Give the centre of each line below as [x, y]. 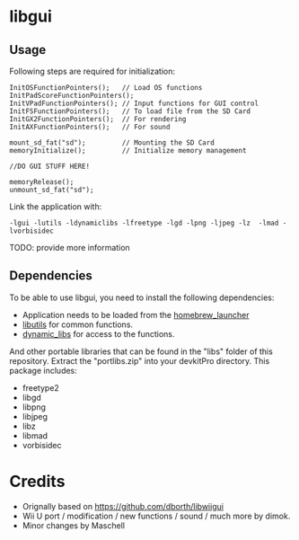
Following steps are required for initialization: [92, 71]
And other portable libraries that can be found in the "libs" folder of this [141, 351]
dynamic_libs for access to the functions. [98, 333]
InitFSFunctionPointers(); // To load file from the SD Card [130, 111]
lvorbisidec [31, 231]
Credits [37, 482]
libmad [35, 435]
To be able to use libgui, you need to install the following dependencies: [142, 297]
